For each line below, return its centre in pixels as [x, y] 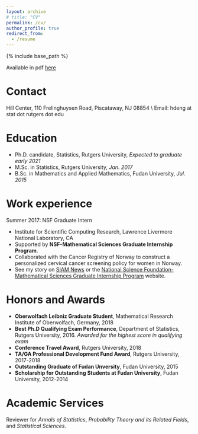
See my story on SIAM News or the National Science [79, 269]
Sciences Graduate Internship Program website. [108, 276]
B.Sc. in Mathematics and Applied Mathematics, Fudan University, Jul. [100, 173]
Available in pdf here [31, 68]
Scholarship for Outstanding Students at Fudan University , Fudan [96, 373]
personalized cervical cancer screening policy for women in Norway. [98, 263]
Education [32, 138]
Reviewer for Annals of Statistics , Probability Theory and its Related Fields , [98, 419]
